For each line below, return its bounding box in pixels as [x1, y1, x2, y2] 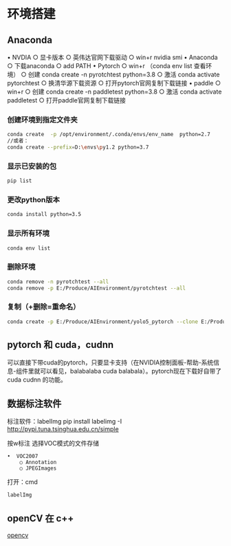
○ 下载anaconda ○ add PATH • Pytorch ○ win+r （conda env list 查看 [7, 62, 206, 69]
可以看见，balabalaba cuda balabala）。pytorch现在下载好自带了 [40, 367, 222, 375]
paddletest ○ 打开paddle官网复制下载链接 [7, 96, 126, 104]
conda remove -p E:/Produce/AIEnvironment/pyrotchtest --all [7, 285, 186, 292]
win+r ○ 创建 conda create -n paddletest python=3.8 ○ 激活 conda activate [7, 87, 222, 96]
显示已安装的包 [7, 161, 57, 171]
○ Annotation [19, 459, 57, 466]
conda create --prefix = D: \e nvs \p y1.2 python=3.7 [7, 144, 149, 151]
